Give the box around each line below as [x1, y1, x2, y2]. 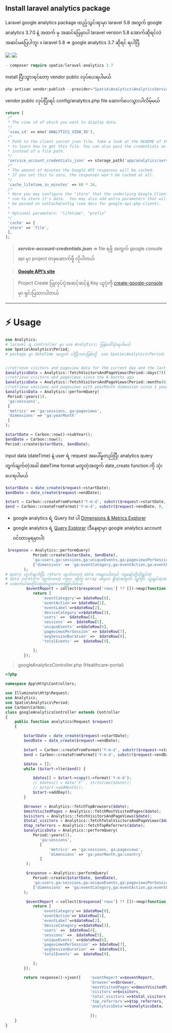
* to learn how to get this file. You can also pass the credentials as [7, 144, 166, 149]
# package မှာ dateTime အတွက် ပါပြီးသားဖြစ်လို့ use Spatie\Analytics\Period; [5, 351, 166, 357]
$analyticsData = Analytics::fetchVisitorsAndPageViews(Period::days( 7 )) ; [5, 370, 168, 375]
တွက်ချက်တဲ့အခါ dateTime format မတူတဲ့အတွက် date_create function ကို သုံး [5, 462, 163, 469]
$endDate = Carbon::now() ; [5, 437, 63, 442]
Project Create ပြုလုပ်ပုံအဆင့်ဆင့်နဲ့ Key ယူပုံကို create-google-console [17, 280, 163, 286]
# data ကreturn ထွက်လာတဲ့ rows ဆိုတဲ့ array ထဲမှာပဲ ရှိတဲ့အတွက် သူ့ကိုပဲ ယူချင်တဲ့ [5, 576, 162, 582]
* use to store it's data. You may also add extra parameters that [7, 197, 157, 202]
